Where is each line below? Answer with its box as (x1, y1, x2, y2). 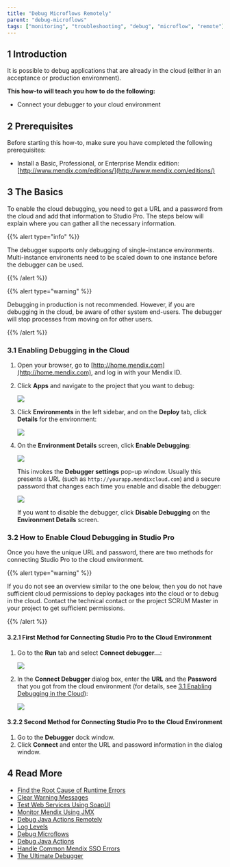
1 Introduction (7, 48, 67, 60)
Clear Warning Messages (16, 793, 89, 801)
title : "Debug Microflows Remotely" (7, 10, 112, 17)
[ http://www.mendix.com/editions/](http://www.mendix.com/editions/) (16, 166, 216, 174)
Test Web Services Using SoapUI (16, 800, 111, 809)
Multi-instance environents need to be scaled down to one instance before (7, 253, 218, 261)
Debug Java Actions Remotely (16, 815, 103, 823)
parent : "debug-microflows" (7, 16, 88, 23)
